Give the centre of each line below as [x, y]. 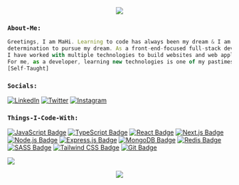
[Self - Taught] [28, 68]
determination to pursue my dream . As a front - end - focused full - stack [114, 49]
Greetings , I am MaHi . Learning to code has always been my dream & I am [119, 42]
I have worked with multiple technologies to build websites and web [113, 55]
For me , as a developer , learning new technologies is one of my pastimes [121, 62]
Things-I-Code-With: [43, 118]
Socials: [22, 86]
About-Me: [24, 28]
